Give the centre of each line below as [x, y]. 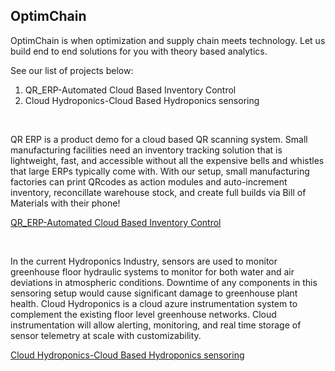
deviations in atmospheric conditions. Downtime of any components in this [164, 282]
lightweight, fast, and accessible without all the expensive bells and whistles [167, 160]
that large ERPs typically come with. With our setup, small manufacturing [160, 171]
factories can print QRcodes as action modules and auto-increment [149, 181]
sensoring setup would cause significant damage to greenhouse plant [154, 293]
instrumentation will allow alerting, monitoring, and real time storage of [156, 325]
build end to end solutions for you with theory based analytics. [139, 51]
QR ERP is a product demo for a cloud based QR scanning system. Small [159, 139]
